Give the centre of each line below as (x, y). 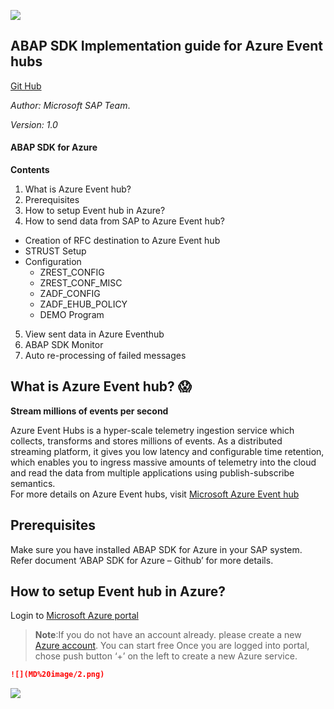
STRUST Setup (55, 251)
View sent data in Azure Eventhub (94, 334)
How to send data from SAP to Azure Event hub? (124, 221)
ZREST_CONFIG (72, 272)
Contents (30, 170)
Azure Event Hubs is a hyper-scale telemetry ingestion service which (152, 430)
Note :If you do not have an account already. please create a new (168, 635)
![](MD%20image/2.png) (57, 675)
